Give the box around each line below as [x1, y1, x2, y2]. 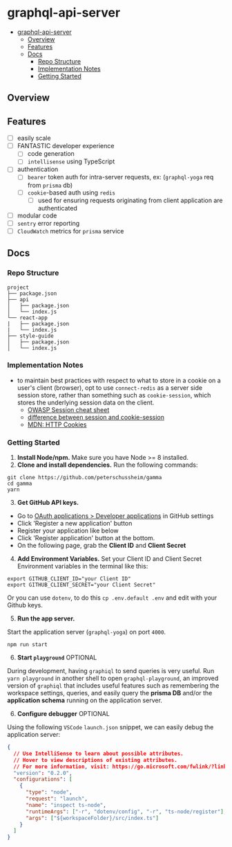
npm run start [7, 641, 48, 648]
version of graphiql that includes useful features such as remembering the [7, 681, 220, 690]
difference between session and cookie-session [27, 413, 164, 421]
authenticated [37, 204, 77, 212]
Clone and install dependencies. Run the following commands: [17, 461, 198, 469]
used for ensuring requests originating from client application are [37, 196, 223, 204]
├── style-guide [7, 332, 54, 339]
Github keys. [7, 601, 43, 609]
